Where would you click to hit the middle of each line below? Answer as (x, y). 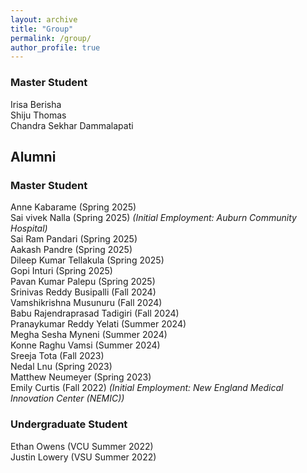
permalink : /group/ (51, 38)
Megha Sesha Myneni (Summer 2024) (89, 335)
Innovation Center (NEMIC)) (67, 398)
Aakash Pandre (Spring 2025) (71, 250)
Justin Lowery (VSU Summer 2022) (83, 457)
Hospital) (29, 228)
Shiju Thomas (38, 115)
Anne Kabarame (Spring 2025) (73, 207)
